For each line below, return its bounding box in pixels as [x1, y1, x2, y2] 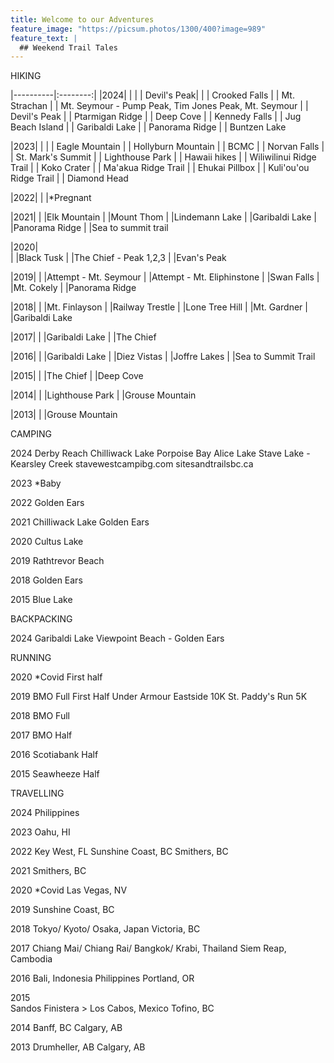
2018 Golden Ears [10, 574, 83, 586]
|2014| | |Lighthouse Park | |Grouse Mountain [10, 389, 197, 401]
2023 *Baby [10, 477, 62, 490]
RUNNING [10, 652, 52, 664]
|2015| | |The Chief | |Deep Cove [10, 370, 144, 382]
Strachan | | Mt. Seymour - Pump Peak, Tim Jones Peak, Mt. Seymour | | [10, 100, 309, 112]
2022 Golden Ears [10, 497, 85, 509]
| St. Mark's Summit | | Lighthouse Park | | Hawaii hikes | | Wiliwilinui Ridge [10, 151, 317, 163]
